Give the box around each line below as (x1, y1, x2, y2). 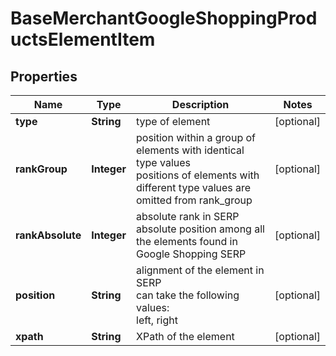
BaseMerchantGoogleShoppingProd (10, 7, 318, 30)
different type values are (136, 181, 252, 194)
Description (171, 98, 230, 111)
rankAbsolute (15, 228, 82, 242)
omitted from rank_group (136, 193, 253, 207)
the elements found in (136, 235, 238, 248)
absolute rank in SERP (136, 210, 240, 223)
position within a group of (136, 131, 256, 144)
